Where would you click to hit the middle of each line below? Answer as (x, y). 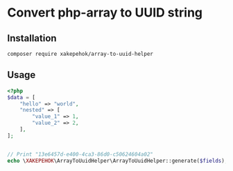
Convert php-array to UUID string (105, 13)
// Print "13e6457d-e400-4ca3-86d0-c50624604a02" (80, 154)
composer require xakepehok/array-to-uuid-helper (80, 54)
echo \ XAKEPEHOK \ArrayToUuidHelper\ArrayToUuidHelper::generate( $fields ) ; (118, 161)
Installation (32, 38)
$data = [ (21, 97)
